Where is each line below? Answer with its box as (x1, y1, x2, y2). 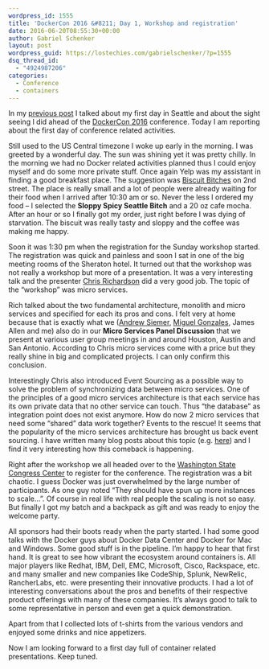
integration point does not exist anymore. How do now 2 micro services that (8, 410, 259, 420)
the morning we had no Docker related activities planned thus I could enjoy (8, 158, 257, 168)
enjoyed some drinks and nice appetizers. (8, 628, 147, 638)
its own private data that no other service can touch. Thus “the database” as (8, 401, 261, 411)
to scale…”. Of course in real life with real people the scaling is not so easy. (8, 494, 256, 503)
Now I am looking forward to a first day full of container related (8, 643, 217, 653)
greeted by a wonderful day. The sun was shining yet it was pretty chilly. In (8, 150, 256, 159)
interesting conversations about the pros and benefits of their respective (8, 586, 248, 596)
